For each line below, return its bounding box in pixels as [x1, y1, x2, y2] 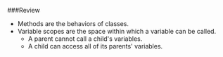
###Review [7, 6, 40, 14]
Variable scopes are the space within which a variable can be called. [17, 27, 217, 35]
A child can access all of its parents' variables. [27, 42, 163, 50]
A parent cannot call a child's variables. [27, 34, 143, 43]
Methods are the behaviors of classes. [17, 20, 129, 27]
